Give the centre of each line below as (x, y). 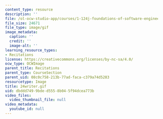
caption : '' (22, 37)
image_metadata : (21, 32)
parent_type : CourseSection (33, 73)
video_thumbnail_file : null (38, 100)
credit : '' (20, 41)
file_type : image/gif (27, 28)
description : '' (21, 14)
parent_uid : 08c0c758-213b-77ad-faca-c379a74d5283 (57, 77)
